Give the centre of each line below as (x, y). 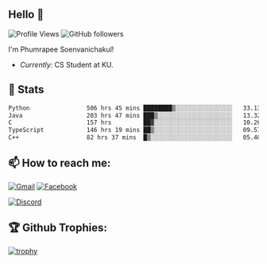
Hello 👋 (26, 15)
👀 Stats (26, 89)
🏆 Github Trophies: (58, 228)
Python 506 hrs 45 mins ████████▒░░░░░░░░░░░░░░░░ (120, 108)
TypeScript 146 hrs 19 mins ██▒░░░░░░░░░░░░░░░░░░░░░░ (120, 130)
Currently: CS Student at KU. (66, 64)
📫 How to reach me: (60, 163)
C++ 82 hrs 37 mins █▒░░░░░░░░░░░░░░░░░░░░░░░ (120, 138)
